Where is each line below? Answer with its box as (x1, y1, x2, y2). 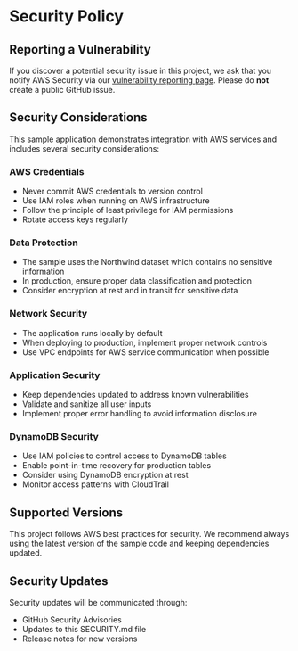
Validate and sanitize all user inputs (21, 399, 152, 409)
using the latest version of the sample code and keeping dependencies (9, 538, 270, 549)
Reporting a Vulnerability (9, 42, 151, 57)
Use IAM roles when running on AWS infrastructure (21, 195, 211, 206)
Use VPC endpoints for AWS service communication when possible (21, 346, 270, 358)
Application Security (9, 368, 101, 381)
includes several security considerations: (9, 143, 160, 153)
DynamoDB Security (9, 430, 100, 442)
